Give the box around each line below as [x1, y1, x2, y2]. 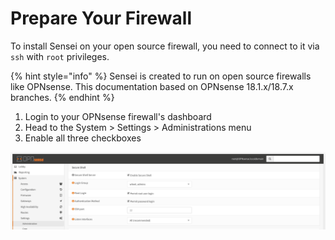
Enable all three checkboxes [24, 132, 142, 144]
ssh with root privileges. [10, 50, 110, 62]
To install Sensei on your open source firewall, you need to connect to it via [10, 40, 320, 52]
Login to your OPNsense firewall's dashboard [24, 110, 212, 122]
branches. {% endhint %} [10, 91, 115, 103]
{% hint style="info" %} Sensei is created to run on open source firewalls [10, 70, 312, 82]
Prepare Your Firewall [10, 7, 192, 30]
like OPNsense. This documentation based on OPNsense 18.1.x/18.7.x [10, 80, 294, 92]
